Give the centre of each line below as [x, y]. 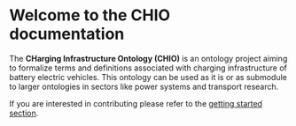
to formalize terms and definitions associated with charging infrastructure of [148, 68]
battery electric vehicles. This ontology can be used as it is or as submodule [148, 77]
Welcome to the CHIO [90, 15]
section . [24, 113]
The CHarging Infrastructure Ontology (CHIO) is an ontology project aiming [148, 58]
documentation [67, 34]
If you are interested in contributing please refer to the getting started [136, 103]
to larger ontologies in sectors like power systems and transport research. [144, 86]
